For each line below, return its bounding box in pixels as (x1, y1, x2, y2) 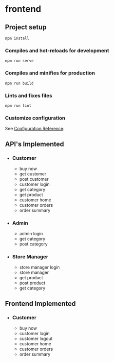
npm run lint (5, 103, 32, 108)
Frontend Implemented (5, 299, 76, 308)
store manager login (19, 265, 60, 270)
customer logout (19, 336, 53, 341)
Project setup (5, 23, 47, 31)
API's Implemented (5, 140, 64, 148)
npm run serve (5, 58, 34, 63)
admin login (19, 231, 43, 237)
